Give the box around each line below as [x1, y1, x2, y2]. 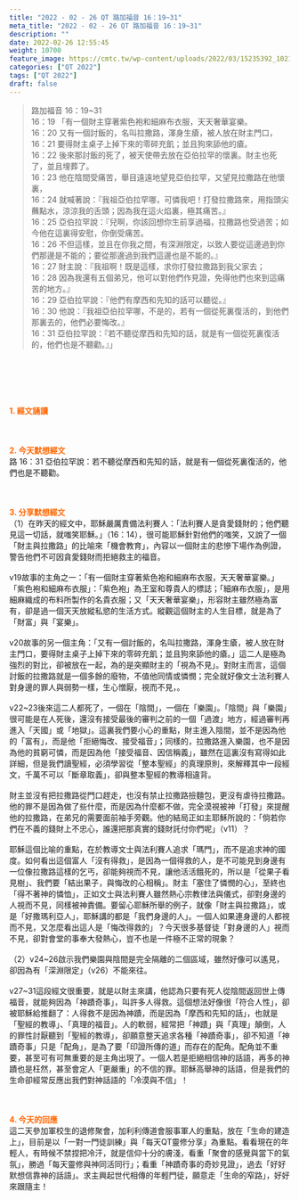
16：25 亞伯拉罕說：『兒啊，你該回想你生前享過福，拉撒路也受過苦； [30, 216, 281, 227]
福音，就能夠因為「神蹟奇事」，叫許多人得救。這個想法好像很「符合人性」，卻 [9, 996, 290, 1007]
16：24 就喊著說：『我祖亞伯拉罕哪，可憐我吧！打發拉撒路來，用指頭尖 [30, 193, 289, 205]
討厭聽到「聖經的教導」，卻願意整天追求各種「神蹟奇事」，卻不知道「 [32, 1030, 282, 1040]
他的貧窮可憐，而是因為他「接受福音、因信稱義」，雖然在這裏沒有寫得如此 [16, 746, 287, 758]
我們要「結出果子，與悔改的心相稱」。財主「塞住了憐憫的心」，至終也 [36, 877, 287, 888]
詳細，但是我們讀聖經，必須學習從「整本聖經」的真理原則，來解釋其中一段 [9, 758, 282, 768]
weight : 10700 [9, 46, 62, 55]
